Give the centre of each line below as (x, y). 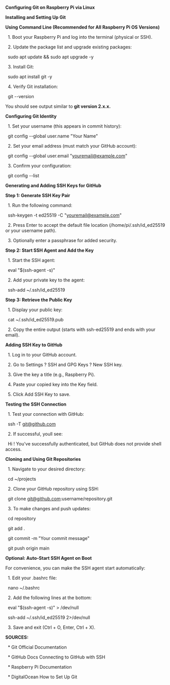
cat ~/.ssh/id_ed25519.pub (35, 320)
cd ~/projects (22, 479)
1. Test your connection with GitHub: (46, 414)
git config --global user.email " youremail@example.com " (67, 156)
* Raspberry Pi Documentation (40, 667)
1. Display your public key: (35, 310)
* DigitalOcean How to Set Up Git (42, 677)
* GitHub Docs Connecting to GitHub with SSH (56, 657)
